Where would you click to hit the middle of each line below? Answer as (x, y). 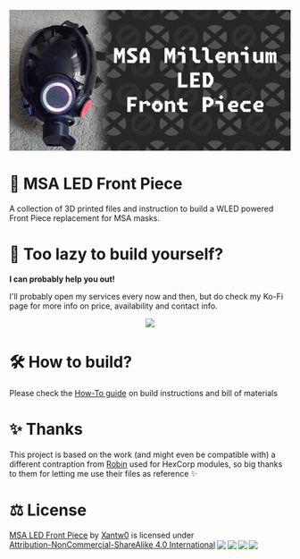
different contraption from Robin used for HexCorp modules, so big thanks (146, 464)
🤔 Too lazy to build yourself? (117, 254)
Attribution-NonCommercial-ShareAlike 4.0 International (112, 544)
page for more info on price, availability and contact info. (113, 306)
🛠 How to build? (71, 362)
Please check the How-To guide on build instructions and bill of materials (144, 393)
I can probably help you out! (62, 279)
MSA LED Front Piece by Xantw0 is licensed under (102, 535)
